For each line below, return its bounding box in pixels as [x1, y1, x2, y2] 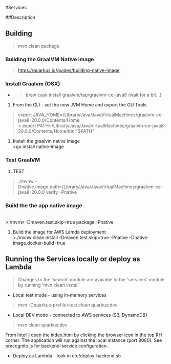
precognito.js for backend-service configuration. [5, 342, 109, 349]
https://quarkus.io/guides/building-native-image [17, 67, 120, 74]
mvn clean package [17, 43, 60, 49]
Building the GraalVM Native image [5, 56, 94, 63]
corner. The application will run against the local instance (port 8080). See [5, 337, 162, 343]
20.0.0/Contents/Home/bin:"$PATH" [17, 128, 95, 134]
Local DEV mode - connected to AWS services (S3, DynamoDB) [12, 312, 147, 318]
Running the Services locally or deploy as [5, 254, 141, 264]
